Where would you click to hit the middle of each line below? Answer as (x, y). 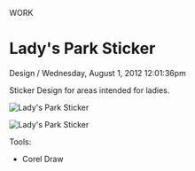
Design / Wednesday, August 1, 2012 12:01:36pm (97, 73)
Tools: (20, 142)
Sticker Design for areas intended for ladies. (90, 90)
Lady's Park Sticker (82, 49)
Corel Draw (43, 159)
